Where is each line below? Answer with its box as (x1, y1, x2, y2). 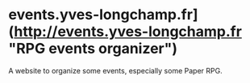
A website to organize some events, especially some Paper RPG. (8, 65, 223, 75)
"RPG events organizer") (8, 40, 177, 57)
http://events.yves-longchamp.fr (14, 22, 242, 41)
